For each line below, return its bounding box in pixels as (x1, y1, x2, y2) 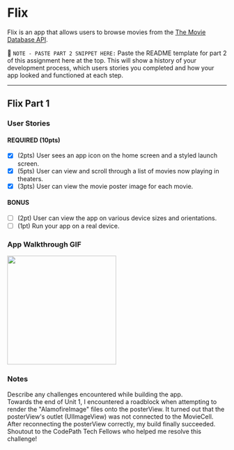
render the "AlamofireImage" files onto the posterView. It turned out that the (7, 405, 225, 413)
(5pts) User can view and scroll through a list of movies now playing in (17, 166, 219, 175)
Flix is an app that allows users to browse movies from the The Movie (7, 28, 206, 36)
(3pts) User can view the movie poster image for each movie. (17, 182, 194, 190)
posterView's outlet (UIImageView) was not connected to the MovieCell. (7, 412, 214, 421)
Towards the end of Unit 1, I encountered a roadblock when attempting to (7, 397, 217, 405)
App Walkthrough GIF (7, 239, 81, 249)
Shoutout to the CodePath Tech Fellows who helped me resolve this (7, 427, 202, 435)
